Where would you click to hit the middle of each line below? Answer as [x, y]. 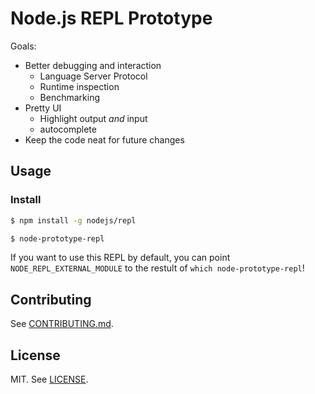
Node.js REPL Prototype [111, 18]
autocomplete [68, 129]
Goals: [23, 46]
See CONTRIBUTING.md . [62, 324]
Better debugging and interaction [93, 65]
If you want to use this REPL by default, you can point [120, 258]
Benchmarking [70, 97]
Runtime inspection [79, 86]
